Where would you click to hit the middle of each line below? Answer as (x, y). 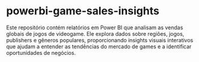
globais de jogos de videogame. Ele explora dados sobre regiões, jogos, (95, 33)
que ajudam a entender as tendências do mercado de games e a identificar (99, 46)
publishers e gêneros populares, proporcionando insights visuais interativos (100, 40)
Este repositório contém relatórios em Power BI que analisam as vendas (95, 27)
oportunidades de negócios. (41, 52)
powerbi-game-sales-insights (83, 11)
